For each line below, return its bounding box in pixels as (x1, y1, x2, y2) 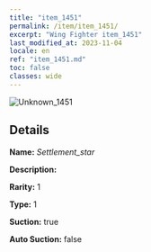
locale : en (9, 47, 50, 56)
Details (9, 122, 49, 138)
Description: (9, 164, 57, 175)
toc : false (9, 64, 50, 73)
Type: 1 (9, 199, 38, 210)
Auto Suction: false (9, 233, 83, 244)
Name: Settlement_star (9, 146, 95, 157)
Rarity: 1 (9, 181, 40, 192)
